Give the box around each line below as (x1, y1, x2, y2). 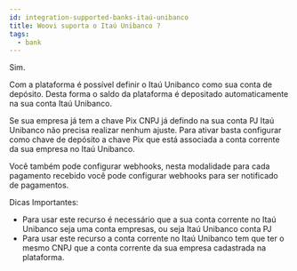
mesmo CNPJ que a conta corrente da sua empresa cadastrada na (21, 243, 267, 253)
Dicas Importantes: (9, 197, 79, 208)
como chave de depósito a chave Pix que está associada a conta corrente (9, 134, 280, 145)
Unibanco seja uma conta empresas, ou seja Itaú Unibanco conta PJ (21, 224, 273, 235)
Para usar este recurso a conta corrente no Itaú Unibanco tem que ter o (21, 233, 285, 244)
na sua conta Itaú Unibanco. (9, 99, 113, 109)
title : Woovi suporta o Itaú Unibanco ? (9, 21, 162, 30)
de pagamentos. (9, 179, 69, 191)
